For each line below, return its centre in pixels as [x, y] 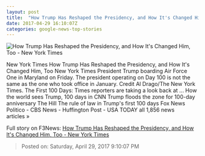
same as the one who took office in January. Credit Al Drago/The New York [101, 84]
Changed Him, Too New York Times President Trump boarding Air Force [97, 71]
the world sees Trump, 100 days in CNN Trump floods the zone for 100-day [101, 97]
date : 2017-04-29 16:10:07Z [42, 23]
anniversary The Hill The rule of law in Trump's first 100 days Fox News [96, 104]
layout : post [23, 12]
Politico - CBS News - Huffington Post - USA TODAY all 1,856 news [91, 110]
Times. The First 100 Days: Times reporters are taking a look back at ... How [102, 90]
